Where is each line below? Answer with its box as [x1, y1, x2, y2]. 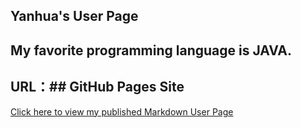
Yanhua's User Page [10, 8, 139, 25]
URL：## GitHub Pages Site [10, 79, 185, 96]
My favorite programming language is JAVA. [10, 42, 293, 59]
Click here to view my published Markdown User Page [10, 105, 234, 118]
